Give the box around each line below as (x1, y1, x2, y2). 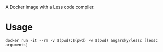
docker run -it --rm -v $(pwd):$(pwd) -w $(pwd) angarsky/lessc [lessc (5, 38, 158, 43)
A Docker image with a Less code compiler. (5, 4, 95, 10)
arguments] (5, 42, 28, 47)
